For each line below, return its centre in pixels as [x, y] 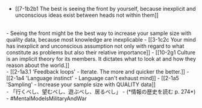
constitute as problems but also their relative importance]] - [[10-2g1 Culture [101, 52]
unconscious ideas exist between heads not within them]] [87, 15]
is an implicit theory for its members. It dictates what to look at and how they [101, 59]
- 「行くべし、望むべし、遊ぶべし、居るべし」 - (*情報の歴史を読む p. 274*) [101, 92]
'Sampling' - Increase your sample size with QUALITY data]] [81, 84]
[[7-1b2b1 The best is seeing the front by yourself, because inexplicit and [105, 9]
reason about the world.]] [38, 65]
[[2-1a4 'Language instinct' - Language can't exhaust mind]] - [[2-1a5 [93, 78]
